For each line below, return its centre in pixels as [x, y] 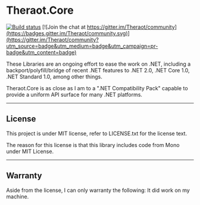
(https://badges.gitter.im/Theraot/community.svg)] [68, 33]
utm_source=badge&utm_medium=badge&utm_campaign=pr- [82, 46]
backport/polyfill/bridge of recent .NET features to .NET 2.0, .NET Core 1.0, [98, 70]
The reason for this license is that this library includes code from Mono [93, 145]
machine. [18, 196]
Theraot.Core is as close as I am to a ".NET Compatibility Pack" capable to [97, 88]
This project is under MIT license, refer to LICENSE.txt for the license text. [97, 133]
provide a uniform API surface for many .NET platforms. [74, 94]
